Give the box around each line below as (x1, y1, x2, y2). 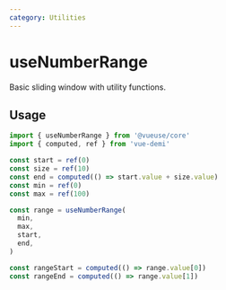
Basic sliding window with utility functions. (9, 82, 167, 92)
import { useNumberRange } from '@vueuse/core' (9, 131, 191, 140)
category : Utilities (9, 13, 87, 22)
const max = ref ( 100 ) (9, 189, 91, 198)
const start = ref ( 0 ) (9, 156, 91, 165)
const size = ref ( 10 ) (9, 164, 91, 173)
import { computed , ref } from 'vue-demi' (9, 140, 170, 149)
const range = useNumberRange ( (9, 206, 126, 215)
